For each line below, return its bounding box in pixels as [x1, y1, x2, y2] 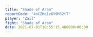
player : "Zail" [5, 16, 36, 21]
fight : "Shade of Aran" [5, 20, 54, 25]
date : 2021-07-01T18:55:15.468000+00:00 [5, 25, 89, 30]
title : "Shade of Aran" [5, 7, 54, 12]
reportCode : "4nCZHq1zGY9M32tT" [5, 12, 71, 16]
